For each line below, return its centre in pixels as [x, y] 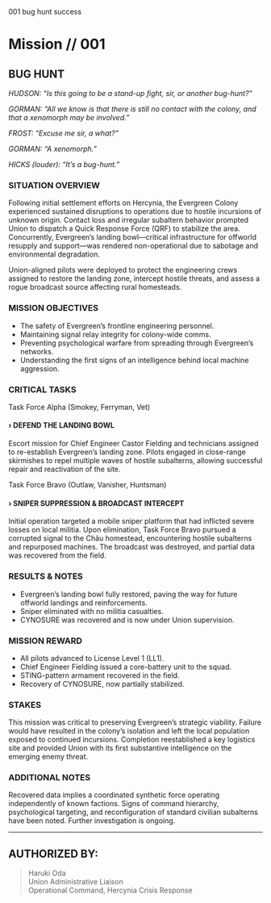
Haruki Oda [47, 873]
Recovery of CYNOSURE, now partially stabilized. [102, 684]
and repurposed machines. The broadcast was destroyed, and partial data [132, 547]
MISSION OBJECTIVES [54, 308]
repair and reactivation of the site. [65, 469]
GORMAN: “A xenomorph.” [52, 149]
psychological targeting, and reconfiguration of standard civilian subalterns [133, 812]
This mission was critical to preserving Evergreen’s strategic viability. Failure [135, 722]
